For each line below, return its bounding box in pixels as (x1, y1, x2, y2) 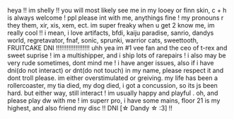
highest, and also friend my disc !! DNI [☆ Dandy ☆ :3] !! (7, 104, 173, 112)
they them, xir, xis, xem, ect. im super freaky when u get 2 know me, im (7, 21, 215, 29)
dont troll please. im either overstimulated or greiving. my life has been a (7, 74, 218, 82)
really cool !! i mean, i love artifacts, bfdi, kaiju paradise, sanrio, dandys (7, 28, 214, 37)
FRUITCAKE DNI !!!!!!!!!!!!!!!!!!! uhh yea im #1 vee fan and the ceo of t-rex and (7, 44, 228, 52)
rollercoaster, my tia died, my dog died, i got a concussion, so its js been (7, 81, 218, 89)
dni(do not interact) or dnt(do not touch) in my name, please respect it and (7, 67, 224, 74)
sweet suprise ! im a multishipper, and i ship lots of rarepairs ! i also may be (7, 51, 226, 59)
